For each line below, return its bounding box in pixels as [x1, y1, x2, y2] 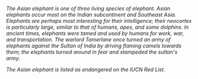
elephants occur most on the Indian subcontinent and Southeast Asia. [6, 11, 177, 18]
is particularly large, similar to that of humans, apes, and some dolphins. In [6, 23, 189, 30]
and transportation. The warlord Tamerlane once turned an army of [6, 36, 171, 43]
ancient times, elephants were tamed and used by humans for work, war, [6, 30, 184, 37]
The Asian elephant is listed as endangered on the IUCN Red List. [6, 66, 166, 73]
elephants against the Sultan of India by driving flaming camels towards [6, 42, 181, 49]
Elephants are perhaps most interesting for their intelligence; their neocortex [6, 18, 192, 24]
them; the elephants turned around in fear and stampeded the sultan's [6, 49, 178, 55]
